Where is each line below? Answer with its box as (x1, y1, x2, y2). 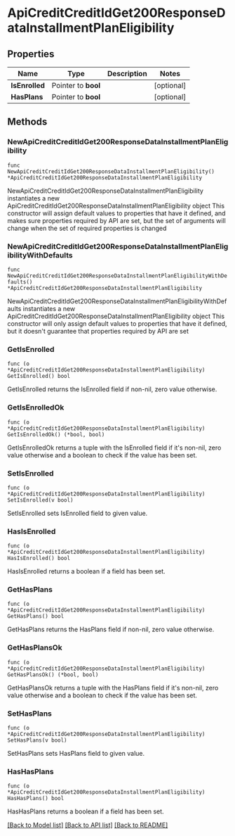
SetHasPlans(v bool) (7, 737, 68, 744)
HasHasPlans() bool (7, 795, 65, 802)
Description (107, 69, 147, 78)
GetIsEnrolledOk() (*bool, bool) (7, 431, 105, 438)
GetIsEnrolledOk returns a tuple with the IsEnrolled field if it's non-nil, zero (7, 443, 222, 452)
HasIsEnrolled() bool (7, 555, 71, 562)
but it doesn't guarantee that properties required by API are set (7, 327, 189, 335)
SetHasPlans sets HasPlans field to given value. (7, 749, 145, 758)
